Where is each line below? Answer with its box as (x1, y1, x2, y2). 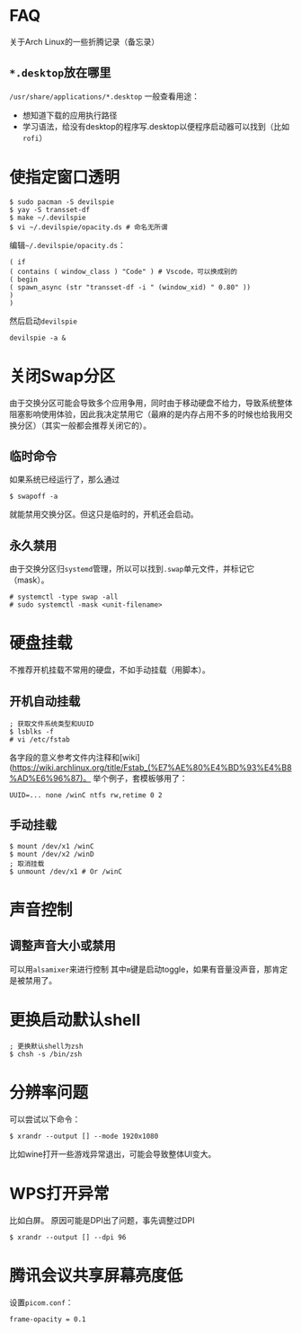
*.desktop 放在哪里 (9, 65, 111, 81)
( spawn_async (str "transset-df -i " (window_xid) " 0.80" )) (9, 282, 252, 292)
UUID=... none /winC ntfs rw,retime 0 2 (9, 791, 164, 800)
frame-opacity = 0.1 (9, 1314, 87, 1324)
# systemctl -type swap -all (9, 592, 119, 602)
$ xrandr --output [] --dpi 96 (9, 1232, 127, 1241)
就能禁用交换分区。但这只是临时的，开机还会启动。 (9, 509, 199, 520)
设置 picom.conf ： (9, 1296, 74, 1308)
